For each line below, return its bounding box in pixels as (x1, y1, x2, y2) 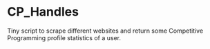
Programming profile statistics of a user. (7, 33, 121, 42)
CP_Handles (7, 4, 79, 20)
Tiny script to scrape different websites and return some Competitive (7, 27, 204, 35)
